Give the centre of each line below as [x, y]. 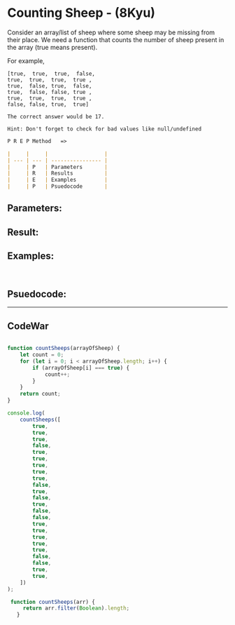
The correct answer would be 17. [56, 116]
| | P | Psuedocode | [58, 187]
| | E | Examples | [58, 180]
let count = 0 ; [42, 355]
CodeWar [28, 326]
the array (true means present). [52, 47]
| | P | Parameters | [58, 167]
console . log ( [26, 413]
